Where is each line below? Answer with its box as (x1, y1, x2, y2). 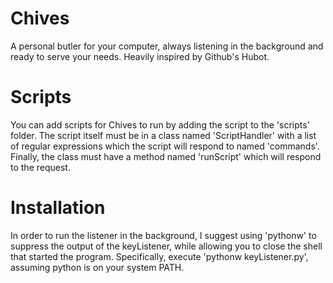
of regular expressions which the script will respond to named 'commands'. (10, 140, 320, 152)
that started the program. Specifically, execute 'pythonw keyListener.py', (10, 250, 309, 262)
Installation (10, 197, 106, 219)
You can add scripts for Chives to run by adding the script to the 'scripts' (10, 118, 310, 131)
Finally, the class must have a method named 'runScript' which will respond (10, 150, 322, 162)
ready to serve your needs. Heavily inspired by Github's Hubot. (10, 50, 270, 62)
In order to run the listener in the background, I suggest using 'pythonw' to (10, 229, 317, 241)
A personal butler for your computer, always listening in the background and (10, 40, 324, 52)
